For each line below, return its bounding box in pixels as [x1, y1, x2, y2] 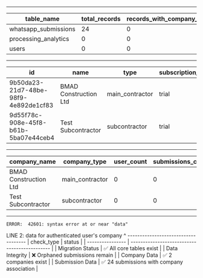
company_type [63, 158, 107, 166]
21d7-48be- [9, 86, 48, 94]
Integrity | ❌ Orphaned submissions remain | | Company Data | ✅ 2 [6, 251, 172, 259]
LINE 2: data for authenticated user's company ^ [6, 232, 127, 239]
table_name [25, 15, 60, 23]
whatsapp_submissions [9, 25, 76, 33]
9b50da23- [9, 79, 44, 86]
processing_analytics [9, 34, 69, 43]
